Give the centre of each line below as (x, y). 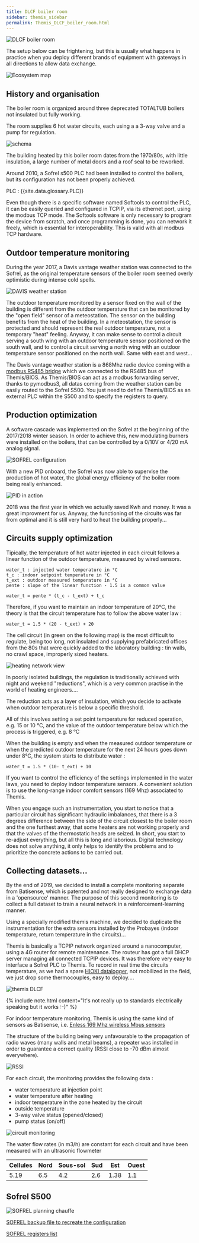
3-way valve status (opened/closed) (59, 1115)
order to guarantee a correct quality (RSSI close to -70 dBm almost (87, 1049)
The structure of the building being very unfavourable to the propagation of (98, 1036)
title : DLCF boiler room (37, 12)
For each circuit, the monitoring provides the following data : (80, 1078)
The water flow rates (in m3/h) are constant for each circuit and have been (97, 1144)
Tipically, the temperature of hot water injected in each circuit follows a (93, 553)
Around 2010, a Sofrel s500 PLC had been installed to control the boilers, (95, 173)
